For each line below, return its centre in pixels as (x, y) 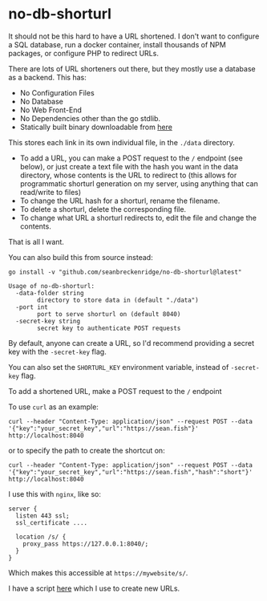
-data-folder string (50, 293)
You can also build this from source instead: (81, 257)
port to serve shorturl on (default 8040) (109, 314)
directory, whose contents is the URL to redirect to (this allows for (128, 175)
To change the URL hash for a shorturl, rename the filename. (120, 201)
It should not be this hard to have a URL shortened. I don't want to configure (134, 36)
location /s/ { (41, 537)
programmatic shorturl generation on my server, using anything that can (139, 183)
